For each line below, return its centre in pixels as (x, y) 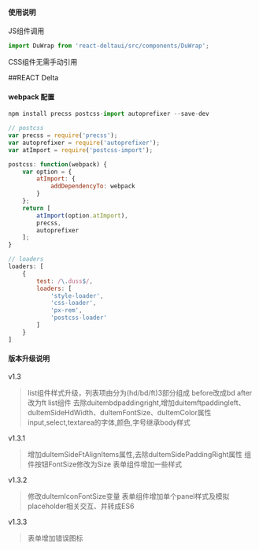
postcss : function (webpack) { (58, 164)
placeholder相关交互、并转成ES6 (81, 506)
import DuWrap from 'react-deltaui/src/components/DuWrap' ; (109, 46)
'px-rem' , (66, 310)
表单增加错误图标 (55, 538)
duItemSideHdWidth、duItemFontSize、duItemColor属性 (119, 412)
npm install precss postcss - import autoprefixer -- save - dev (109, 114)
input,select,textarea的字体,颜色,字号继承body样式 (109, 422)
